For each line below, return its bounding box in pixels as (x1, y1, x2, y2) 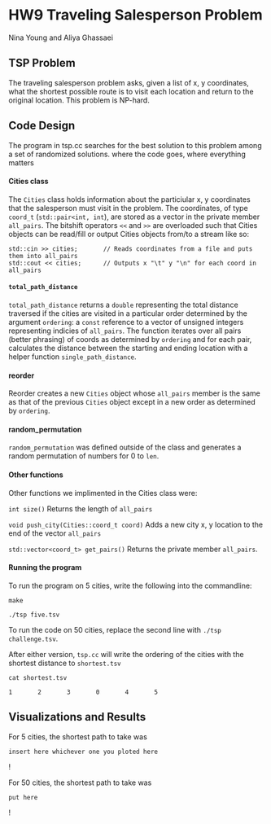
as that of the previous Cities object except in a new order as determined (8, 397, 256, 407)
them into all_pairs (8, 252, 79, 260)
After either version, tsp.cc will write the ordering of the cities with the (8, 649, 244, 659)
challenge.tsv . (8, 633, 59, 643)
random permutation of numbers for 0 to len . (8, 451, 160, 461)
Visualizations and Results (8, 710, 146, 724)
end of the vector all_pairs (8, 528, 102, 538)
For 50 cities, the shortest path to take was (8, 778, 152, 787)
